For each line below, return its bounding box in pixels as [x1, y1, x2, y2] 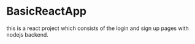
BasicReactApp [6, 4, 87, 18]
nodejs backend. [6, 31, 49, 38]
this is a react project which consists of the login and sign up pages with [6, 24, 189, 32]
